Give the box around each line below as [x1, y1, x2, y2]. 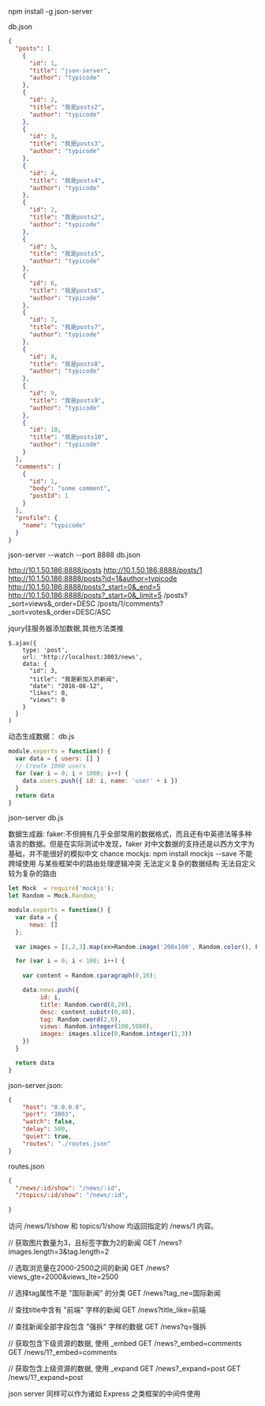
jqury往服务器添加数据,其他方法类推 [8, 623, 124, 634]
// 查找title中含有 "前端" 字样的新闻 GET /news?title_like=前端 [8, 1305, 207, 1314]
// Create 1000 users [15, 762, 87, 770]
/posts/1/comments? [97, 599, 164, 608]
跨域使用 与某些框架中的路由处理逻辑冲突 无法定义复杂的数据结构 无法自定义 [8, 859, 256, 869]
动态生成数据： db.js [8, 731, 75, 741]
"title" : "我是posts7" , [28, 323, 105, 331]
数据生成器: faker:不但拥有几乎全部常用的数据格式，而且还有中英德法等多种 [8, 829, 252, 839]
